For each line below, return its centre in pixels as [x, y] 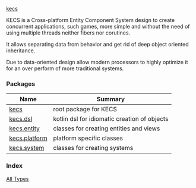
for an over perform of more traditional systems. [65, 68]
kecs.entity [25, 129]
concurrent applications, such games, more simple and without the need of [98, 26]
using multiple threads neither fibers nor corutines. [68, 33]
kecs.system [27, 148]
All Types [18, 178]
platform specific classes [88, 138]
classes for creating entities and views [107, 129]
